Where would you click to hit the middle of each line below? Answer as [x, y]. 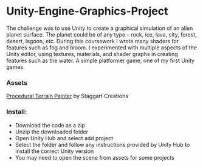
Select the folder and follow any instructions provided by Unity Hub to [102, 144]
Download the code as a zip [50, 125]
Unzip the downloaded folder [52, 132]
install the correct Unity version [54, 151]
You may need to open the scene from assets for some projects [95, 157]
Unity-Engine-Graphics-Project [87, 11]
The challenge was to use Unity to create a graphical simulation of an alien [100, 28]
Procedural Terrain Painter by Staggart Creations [67, 96]
